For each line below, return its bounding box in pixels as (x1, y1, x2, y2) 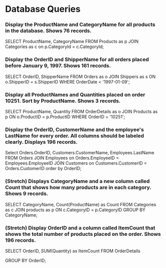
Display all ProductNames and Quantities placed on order (5, 91, 146, 98)
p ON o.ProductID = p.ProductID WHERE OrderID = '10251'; (5, 114, 125, 120)
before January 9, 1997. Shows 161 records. (5, 62, 111, 69)
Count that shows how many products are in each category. (5, 184, 152, 191)
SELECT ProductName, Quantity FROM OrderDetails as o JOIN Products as (5, 109, 158, 115)
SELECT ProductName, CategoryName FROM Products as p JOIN (5, 39, 139, 45)
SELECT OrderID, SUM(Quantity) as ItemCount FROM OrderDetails (5, 248, 141, 254)
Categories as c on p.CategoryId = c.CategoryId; (5, 44, 104, 50)
